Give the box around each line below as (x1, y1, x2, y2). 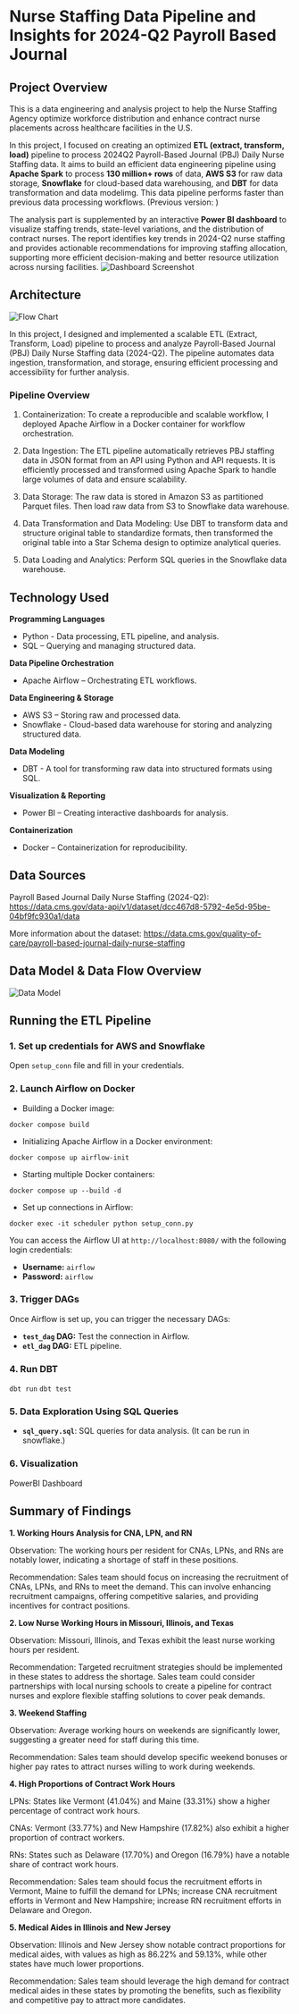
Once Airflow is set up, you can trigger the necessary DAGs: (9, 1313, 230, 1324)
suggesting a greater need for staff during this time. (9, 1734, 200, 1745)
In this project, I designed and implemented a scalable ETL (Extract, (9, 328, 258, 339)
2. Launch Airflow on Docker (9, 1083, 136, 1095)
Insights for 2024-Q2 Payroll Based (9, 25, 277, 46)
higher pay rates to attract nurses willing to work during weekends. (9, 1761, 256, 1772)
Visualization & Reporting (9, 789, 106, 801)
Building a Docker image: (21, 1102, 115, 1114)
